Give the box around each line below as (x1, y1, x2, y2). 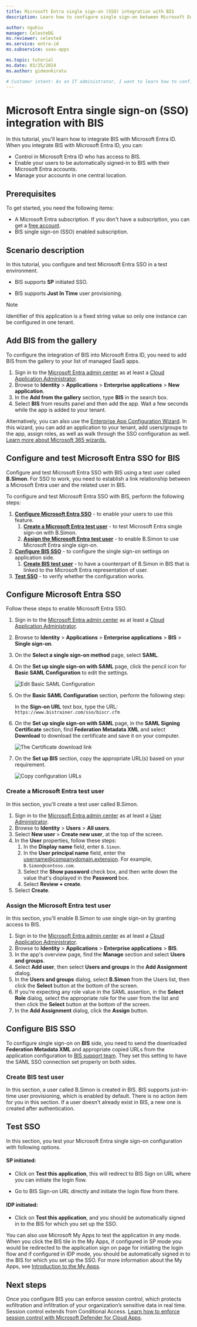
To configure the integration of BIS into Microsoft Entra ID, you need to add (6, 351, 186, 358)
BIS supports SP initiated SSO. (14, 278, 88, 285)
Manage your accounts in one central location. (14, 172, 127, 179)
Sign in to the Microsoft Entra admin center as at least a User (14, 812, 162, 819)
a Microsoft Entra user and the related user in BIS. (6, 481, 127, 488)
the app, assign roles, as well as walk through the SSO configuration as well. (6, 430, 191, 437)
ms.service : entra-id (6, 41, 59, 47)
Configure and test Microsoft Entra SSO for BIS (6, 453, 181, 463)
